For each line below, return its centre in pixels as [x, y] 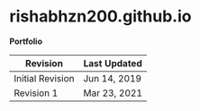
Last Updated [113, 63]
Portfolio [26, 41]
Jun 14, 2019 [113, 78]
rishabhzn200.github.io [100, 17]
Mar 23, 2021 [113, 93]
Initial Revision [44, 78]
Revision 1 [36, 93]
